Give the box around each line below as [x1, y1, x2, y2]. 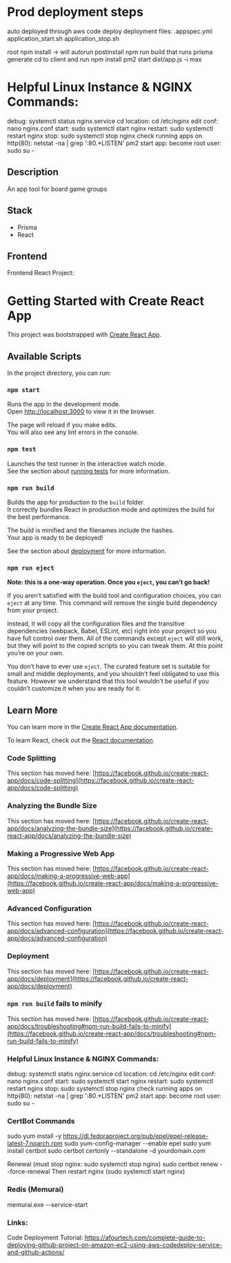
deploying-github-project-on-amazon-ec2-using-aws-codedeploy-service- [7, 1241, 223, 1249]
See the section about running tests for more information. [7, 467, 170, 475]
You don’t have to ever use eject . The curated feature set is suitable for [7, 662, 210, 671]
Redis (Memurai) [7, 1185, 64, 1195]
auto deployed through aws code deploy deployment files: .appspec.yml [7, 27, 212, 35]
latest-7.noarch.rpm [7, 1139, 63, 1148]
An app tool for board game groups [7, 185, 108, 193]
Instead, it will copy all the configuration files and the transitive [7, 619, 185, 628]
